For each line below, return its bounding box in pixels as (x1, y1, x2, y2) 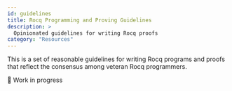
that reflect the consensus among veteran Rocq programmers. (7, 63, 187, 71)
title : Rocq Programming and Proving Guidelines (7, 17, 152, 24)
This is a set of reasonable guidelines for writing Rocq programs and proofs (7, 55, 226, 63)
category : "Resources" (7, 36, 74, 43)
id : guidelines (7, 10, 52, 17)
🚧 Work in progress (7, 76, 63, 84)
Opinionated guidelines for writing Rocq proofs (13, 29, 158, 37)
